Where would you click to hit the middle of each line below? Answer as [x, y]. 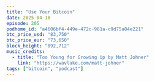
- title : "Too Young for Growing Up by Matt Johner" [81, 57]
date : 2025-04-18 [28, 18]
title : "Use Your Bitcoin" [41, 12]
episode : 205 [23, 23]
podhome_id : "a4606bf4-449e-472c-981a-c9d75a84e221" [75, 29]
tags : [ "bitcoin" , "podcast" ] [45, 69]
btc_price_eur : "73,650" [38, 40]
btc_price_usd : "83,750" [38, 35]
